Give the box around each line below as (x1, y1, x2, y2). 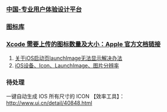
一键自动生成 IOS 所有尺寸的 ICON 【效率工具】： (6, 93, 125, 100)
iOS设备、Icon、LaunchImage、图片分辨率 (14, 62, 120, 69)
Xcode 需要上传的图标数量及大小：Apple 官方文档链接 (6, 40, 161, 48)
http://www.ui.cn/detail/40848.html (6, 100, 93, 107)
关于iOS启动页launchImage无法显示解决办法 (14, 55, 123, 62)
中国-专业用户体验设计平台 (6, 5, 82, 13)
